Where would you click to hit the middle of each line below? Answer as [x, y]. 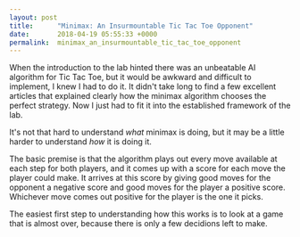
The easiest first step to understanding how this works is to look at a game [146, 214]
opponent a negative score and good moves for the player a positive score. [147, 187]
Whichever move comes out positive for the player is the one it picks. [136, 197]
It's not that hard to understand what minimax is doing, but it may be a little [147, 132]
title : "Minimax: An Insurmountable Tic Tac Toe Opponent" [131, 26]
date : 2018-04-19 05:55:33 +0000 [83, 34]
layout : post [33, 17]
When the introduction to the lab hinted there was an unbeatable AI [133, 68]
